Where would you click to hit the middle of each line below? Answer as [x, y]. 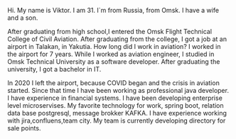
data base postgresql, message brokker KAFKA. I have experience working [117, 113]
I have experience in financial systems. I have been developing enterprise [115, 98]
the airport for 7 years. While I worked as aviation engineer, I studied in [111, 54]
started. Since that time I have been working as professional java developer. [118, 90]
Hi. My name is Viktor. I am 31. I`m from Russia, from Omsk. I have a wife [113, 10]
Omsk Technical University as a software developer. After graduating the [114, 62]
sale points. [24, 128]
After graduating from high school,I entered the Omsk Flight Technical [109, 32]
